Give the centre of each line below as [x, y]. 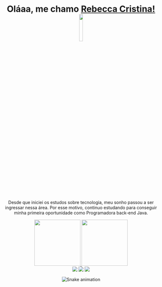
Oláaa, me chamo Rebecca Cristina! [81, 9]
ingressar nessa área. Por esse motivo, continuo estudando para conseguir [81, 207]
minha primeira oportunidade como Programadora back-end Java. [81, 213]
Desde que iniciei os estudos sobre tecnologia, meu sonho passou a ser [81, 202]
